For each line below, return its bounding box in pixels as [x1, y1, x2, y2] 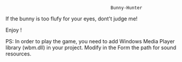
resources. [5, 50, 32, 57]
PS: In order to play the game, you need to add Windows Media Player [5, 38, 175, 44]
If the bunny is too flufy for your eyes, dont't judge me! [5, 15, 138, 22]
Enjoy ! [5, 26, 22, 33]
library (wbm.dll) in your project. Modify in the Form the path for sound [5, 44, 177, 51]
